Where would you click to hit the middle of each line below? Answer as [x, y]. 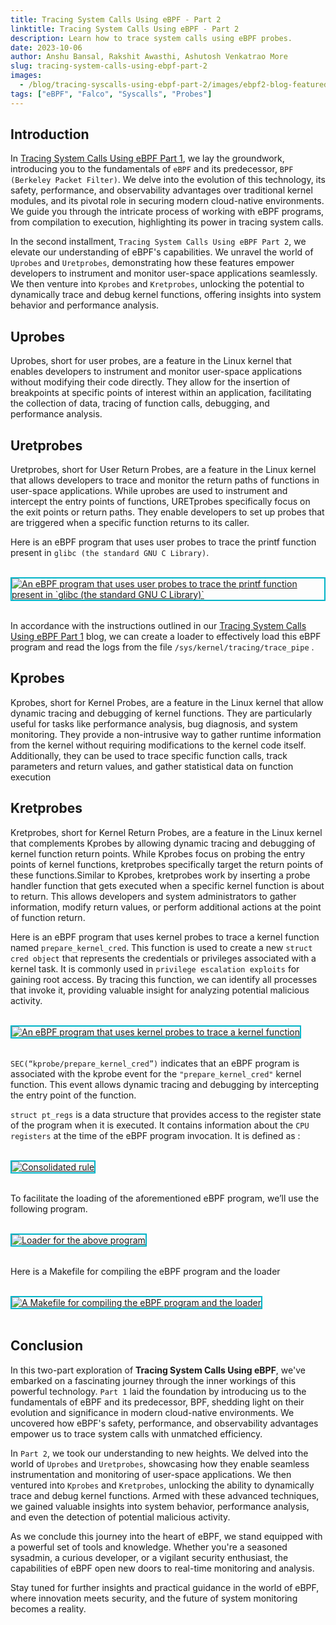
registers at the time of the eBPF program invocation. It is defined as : [155, 1135]
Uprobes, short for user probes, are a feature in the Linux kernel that [151, 361]
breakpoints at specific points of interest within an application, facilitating [161, 393]
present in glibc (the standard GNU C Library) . [110, 553]
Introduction [50, 134]
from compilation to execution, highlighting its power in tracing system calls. [167, 222]
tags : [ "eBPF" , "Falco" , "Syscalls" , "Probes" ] [111, 94]
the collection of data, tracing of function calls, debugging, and [140, 403]
